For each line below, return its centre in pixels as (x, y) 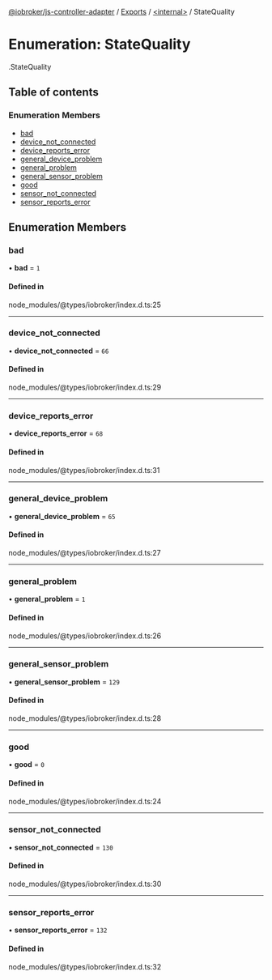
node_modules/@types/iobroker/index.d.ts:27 (85, 553)
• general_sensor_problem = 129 (64, 682)
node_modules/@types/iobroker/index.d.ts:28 (85, 718)
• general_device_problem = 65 (62, 516)
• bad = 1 (24, 268)
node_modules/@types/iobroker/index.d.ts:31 (84, 470)
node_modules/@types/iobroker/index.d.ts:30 (85, 884)
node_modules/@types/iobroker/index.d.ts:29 (85, 387)
